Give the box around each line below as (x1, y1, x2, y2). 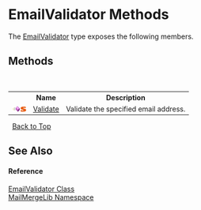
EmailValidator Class (8, 184, 75, 193)
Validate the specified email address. (66, 104, 186, 114)
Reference (8, 166, 44, 175)
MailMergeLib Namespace (8, 192, 94, 202)
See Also (8, 144, 53, 158)
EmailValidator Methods (8, 6, 169, 24)
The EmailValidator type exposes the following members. (8, 32, 194, 41)
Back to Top (11, 122, 51, 131)
